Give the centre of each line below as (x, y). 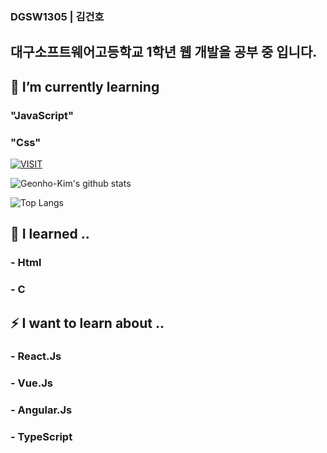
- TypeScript (41, 437)
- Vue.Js (31, 383)
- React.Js (36, 356)
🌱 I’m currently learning (85, 86)
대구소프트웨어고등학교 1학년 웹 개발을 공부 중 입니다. (164, 52)
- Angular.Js (41, 410)
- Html (26, 263)
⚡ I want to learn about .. (87, 323)
